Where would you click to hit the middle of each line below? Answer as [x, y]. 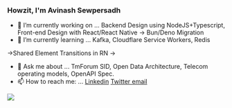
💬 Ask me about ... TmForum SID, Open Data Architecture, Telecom [113, 67]
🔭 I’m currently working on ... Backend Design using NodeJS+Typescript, [121, 25]
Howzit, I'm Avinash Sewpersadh [64, 10]
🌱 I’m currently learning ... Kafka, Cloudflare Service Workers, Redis [114, 40]
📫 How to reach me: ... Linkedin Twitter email [82, 82]
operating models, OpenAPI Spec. [65, 74]
